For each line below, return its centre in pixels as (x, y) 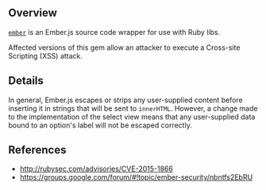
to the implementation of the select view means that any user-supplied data (132, 116)
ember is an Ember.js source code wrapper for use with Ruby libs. (114, 32)
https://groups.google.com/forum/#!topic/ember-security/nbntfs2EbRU (136, 177)
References (37, 150)
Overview (33, 13)
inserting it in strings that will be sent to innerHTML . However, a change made (133, 108)
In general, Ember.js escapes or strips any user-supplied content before (126, 100)
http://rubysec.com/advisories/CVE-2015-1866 (96, 169)
